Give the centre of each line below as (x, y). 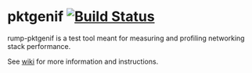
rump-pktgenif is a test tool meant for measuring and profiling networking (126, 38)
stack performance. (39, 46)
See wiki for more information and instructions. (83, 61)
